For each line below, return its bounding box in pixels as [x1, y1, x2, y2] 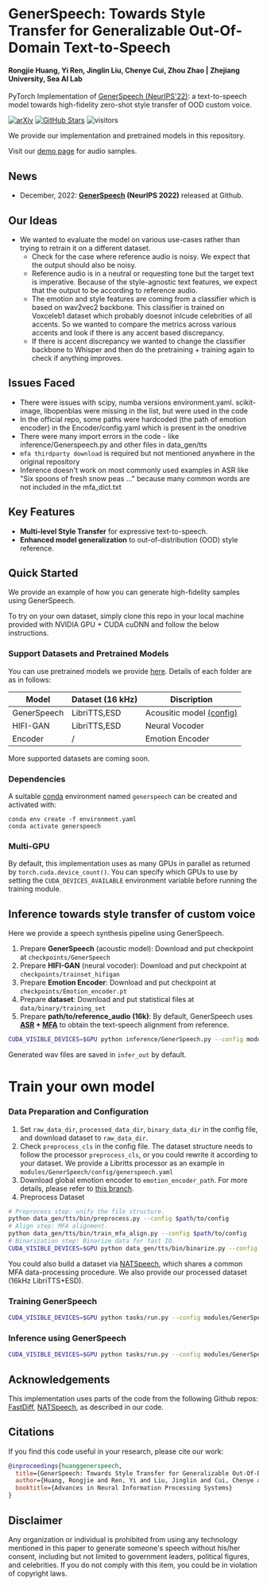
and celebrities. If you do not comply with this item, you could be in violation [8, 1560, 257, 1569]
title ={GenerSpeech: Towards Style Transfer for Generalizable [15, 1469, 229, 1478]
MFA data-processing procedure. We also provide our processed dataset [8, 1267, 248, 1277]
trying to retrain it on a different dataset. [19, 244, 151, 253]
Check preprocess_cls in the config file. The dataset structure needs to [19, 1141, 253, 1151]
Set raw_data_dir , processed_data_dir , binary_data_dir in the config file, [19, 1124, 258, 1134]
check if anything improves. [31, 354, 123, 363]
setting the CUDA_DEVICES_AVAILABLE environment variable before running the [8, 875, 257, 885]
